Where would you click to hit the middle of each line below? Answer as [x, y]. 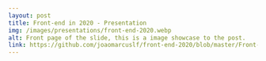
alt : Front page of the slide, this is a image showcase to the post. [127, 38]
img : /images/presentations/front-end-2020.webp [90, 30]
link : [17, 45]
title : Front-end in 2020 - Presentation [78, 23]
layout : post [30, 15]
